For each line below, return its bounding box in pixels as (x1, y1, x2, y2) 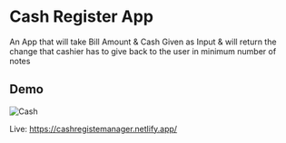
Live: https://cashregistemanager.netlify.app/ (9, 123, 178, 134)
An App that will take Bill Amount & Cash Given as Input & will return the (9, 36, 277, 47)
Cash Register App (9, 6, 154, 27)
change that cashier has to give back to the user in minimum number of (9, 45, 277, 56)
